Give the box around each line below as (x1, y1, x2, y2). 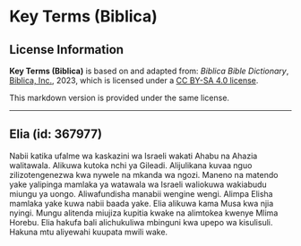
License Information (9, 42, 124, 57)
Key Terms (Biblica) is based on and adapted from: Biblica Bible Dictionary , (9, 65, 289, 76)
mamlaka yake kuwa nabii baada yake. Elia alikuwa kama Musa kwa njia (9, 198, 274, 208)
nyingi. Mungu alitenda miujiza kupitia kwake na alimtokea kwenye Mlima (9, 208, 279, 218)
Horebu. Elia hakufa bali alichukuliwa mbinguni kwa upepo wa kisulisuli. (9, 216, 273, 227)
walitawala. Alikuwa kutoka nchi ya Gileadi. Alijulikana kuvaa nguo (9, 159, 253, 171)
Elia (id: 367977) (9, 127, 103, 142)
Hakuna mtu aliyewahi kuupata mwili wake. (9, 226, 168, 237)
